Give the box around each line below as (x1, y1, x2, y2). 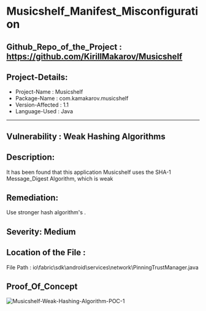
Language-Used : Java (15, 108, 74, 115)
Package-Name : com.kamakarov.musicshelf (15, 95, 129, 102)
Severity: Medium (6, 227, 76, 237)
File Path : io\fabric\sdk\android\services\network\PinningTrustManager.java (6, 263, 199, 271)
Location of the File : (6, 247, 86, 258)
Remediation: (6, 192, 59, 203)
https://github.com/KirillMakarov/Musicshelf (6, 51, 183, 62)
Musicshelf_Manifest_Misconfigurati (6, 4, 199, 18)
